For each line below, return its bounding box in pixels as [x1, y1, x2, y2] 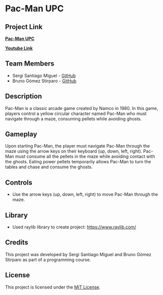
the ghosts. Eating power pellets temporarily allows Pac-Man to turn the [5, 159, 152, 165]
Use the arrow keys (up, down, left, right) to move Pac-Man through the [12, 191, 158, 197]
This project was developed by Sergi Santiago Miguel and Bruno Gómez [5, 251, 152, 257]
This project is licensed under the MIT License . [5, 284, 101, 290]
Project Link [5, 23, 43, 31]
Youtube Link [5, 45, 33, 51]
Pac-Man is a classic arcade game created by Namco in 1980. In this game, [5, 105, 159, 111]
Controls [5, 178, 33, 186]
